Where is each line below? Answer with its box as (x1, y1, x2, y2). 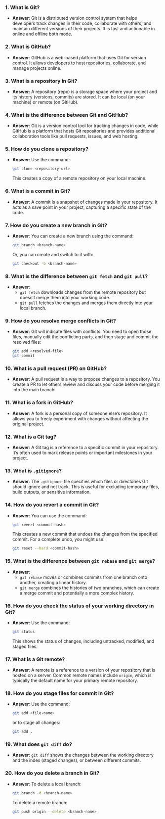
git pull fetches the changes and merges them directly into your (19, 300, 153, 306)
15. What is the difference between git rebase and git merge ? (5, 558, 156, 565)
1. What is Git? (5, 4, 40, 11)
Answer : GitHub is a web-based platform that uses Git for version (12, 54, 147, 60)
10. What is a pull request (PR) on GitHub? (5, 365, 107, 372)
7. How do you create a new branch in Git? (5, 222, 108, 228)
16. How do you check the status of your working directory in (5, 602, 154, 609)
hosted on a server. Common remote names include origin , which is (12, 672, 152, 679)
